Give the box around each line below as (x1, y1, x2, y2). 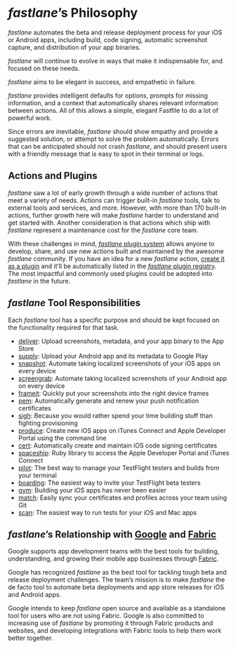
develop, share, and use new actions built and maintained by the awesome (8, 247, 224, 255)
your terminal (18, 471, 57, 479)
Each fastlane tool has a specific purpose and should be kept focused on (8, 316, 220, 324)
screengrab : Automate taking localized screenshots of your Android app (18, 374, 228, 382)
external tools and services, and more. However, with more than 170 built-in (8, 203, 227, 212)
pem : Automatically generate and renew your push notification (18, 396, 199, 405)
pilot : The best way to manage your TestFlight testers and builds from (18, 463, 220, 471)
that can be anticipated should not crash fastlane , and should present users (8, 142, 228, 150)
